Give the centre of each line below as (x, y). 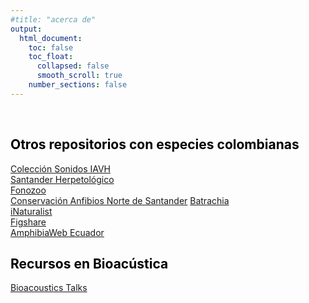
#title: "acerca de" (53, 19)
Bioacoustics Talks (49, 288)
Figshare (28, 222)
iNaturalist (31, 211)
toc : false (51, 47)
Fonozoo (28, 190)
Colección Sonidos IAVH (61, 168)
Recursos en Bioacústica (89, 263)
